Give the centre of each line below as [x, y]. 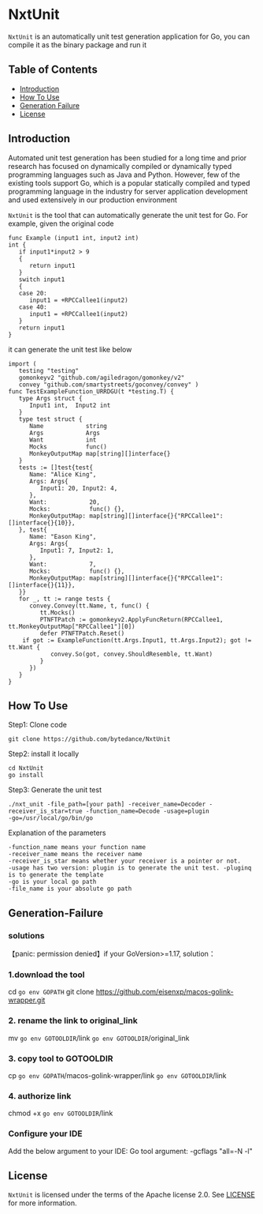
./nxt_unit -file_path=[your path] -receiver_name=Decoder [107, 804]
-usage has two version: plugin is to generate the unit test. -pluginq [130, 868]
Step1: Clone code [37, 725]
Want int [63, 440]
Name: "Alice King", [63, 474]
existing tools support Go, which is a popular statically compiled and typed [129, 182]
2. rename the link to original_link [73, 1020]
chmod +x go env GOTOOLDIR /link [61, 1113]
